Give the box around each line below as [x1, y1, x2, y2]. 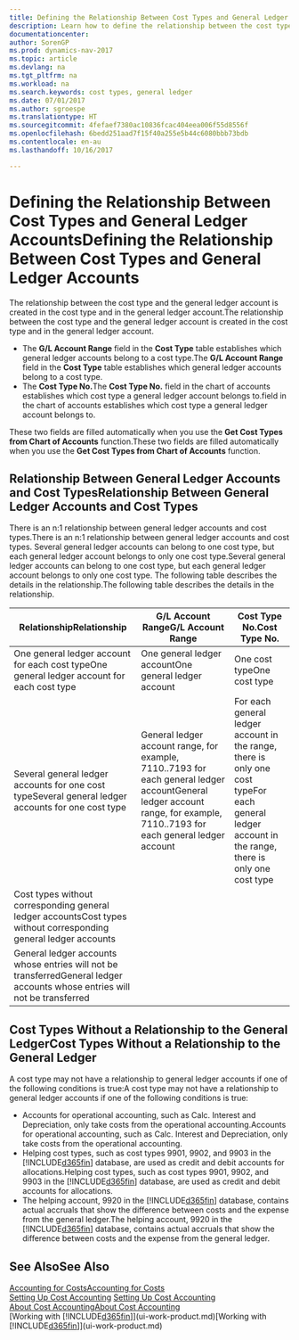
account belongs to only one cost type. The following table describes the [9, 570, 278, 580]
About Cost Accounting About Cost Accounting [9, 1302, 181, 1311]
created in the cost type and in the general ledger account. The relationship [9, 307, 284, 317]
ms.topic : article [9, 54, 77, 63]
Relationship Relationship [19, 621, 127, 634]
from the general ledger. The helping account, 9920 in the [21, 1214, 233, 1225]
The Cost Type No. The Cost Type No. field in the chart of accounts [21, 381, 271, 391]
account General [141, 785, 208, 797]
